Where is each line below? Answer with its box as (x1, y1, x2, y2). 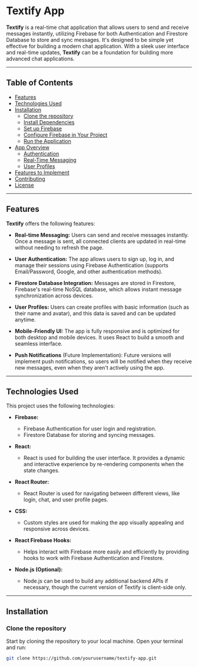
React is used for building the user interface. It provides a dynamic (23, 454, 186, 462)
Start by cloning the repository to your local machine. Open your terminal (6, 637, 183, 645)
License (14, 182, 34, 189)
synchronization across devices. (14, 292, 94, 299)
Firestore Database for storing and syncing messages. (23, 432, 156, 439)
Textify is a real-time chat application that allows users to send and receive (6, 24, 189, 31)
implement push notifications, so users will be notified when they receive (14, 358, 192, 365)
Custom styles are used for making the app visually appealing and (23, 519, 184, 526)
